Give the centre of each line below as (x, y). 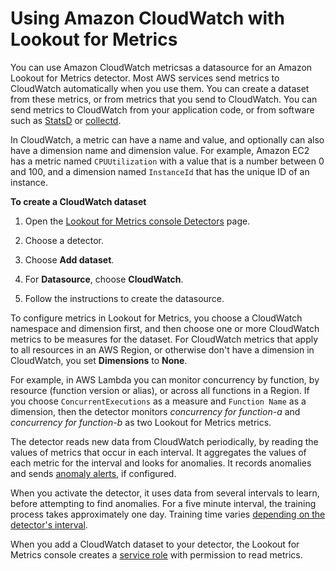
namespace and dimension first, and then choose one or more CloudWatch (165, 328)
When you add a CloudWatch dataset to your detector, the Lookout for (155, 544)
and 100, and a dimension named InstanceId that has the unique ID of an (160, 171)
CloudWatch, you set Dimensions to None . (99, 360)
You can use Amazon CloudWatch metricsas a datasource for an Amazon (161, 67)
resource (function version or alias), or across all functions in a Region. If (160, 390)
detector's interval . (49, 524)
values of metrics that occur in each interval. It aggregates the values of (158, 452)
